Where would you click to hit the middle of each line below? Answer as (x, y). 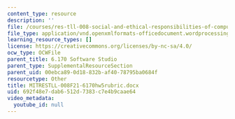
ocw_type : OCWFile (34, 53)
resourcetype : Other (37, 79)
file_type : (23, 33)
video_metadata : (31, 99)
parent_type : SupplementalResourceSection (70, 66)
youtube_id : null (39, 105)
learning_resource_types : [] (50, 40)
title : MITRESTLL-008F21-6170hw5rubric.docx (73, 85)
